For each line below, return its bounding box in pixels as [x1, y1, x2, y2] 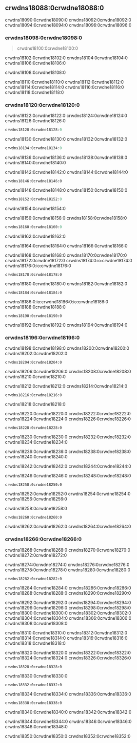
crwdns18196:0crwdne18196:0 [5, 334, 80, 341]
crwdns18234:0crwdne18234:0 [5, 439, 68, 445]
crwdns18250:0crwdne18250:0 [5, 482, 62, 487]
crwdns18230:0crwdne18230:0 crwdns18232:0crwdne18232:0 [5, 434, 131, 440]
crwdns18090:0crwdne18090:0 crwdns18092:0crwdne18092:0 [5, 17, 132, 23]
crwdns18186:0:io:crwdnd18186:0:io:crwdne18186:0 [5, 298, 109, 305]
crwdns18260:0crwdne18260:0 [5, 515, 62, 520]
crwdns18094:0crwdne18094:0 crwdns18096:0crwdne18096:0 [5, 22, 132, 28]
